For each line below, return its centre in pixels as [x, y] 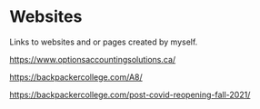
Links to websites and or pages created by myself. [104, 42]
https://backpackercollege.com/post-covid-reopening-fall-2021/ [130, 94]
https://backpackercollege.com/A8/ [76, 77]
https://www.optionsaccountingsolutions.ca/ [93, 59]
